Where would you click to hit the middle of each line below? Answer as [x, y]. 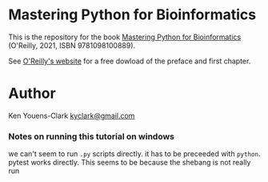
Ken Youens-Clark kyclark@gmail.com [72, 115]
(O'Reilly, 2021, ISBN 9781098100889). [72, 45]
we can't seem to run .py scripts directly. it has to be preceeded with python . [134, 154]
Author [32, 93]
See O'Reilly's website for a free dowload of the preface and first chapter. [130, 61]
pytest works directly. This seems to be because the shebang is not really [130, 163]
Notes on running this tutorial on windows [91, 136]
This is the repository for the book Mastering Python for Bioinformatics [125, 37]
